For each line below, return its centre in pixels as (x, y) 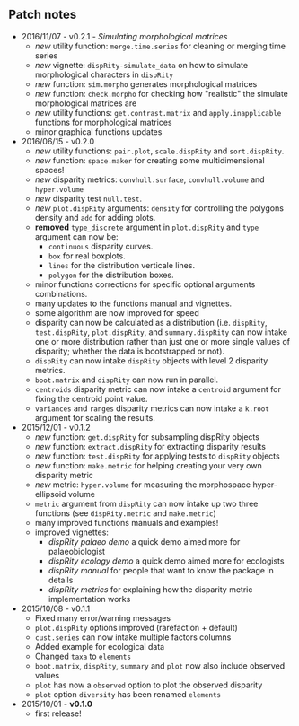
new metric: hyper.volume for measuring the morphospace (143, 485)
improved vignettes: (72, 532)
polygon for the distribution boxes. (111, 275)
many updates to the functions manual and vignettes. (133, 303)
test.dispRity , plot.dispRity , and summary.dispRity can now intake (161, 332)
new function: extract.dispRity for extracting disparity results (150, 446)
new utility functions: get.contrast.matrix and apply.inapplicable (158, 112)
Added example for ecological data (100, 646)
